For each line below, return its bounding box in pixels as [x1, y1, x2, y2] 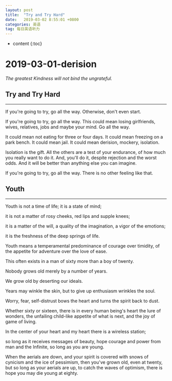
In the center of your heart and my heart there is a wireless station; [5, 328, 146, 334]
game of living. [5, 318, 37, 325]
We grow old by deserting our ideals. [5, 278, 83, 284]
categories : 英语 [5, 21, 41, 27]
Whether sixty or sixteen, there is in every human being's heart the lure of [5, 307, 161, 313]
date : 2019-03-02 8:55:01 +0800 [5, 17, 79, 22]
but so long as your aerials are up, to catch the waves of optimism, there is [5, 364, 163, 371]
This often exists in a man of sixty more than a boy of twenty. [5, 258, 134, 264]
